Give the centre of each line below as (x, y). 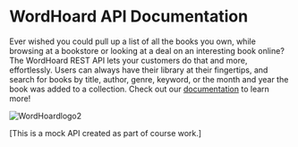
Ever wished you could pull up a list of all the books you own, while (133, 41)
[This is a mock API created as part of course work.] (106, 133)
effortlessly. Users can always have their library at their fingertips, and (139, 70)
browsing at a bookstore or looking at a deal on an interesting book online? (147, 50)
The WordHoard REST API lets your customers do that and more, (128, 60)
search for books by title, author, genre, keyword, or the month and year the (149, 79)
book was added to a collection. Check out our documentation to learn (140, 89)
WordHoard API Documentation (129, 17)
